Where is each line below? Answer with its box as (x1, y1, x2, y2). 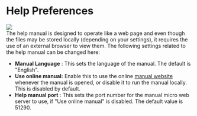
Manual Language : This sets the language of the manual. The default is (14, 60, 191, 67)
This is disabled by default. (14, 85, 81, 92)
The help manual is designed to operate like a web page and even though (6, 30, 185, 37)
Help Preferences (6, 4, 93, 18)
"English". (14, 66, 39, 73)
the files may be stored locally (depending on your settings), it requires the (6, 36, 188, 43)
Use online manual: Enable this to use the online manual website (14, 72, 173, 79)
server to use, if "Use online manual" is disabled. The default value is (14, 98, 183, 105)
